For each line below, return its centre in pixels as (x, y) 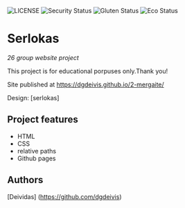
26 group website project (43, 57)
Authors (25, 180)
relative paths (37, 151)
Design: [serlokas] (33, 97)
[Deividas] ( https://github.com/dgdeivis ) (64, 196)
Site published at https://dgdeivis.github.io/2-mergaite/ (86, 84)
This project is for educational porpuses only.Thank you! (88, 71)
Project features (43, 120)
